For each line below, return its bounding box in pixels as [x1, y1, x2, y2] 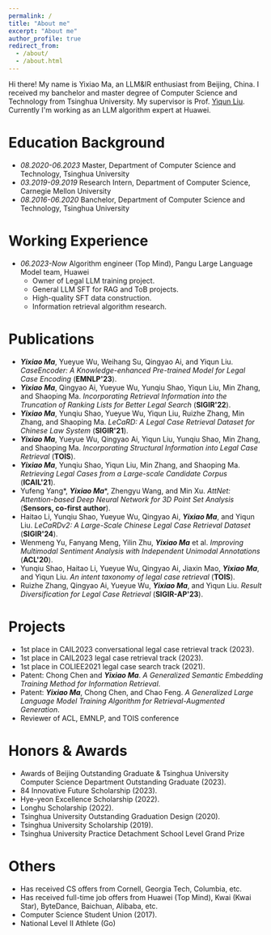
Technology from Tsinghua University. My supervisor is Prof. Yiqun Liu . [8, 96, 245, 106]
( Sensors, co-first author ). [19, 503, 111, 513]
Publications [8, 330, 95, 348]
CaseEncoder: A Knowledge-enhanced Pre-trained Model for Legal [19, 365, 246, 375]
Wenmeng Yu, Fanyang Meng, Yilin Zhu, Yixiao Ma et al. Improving [19, 537, 244, 547]
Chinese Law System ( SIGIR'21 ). [19, 425, 129, 435]
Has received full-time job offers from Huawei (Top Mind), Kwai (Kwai [19, 892, 252, 902]
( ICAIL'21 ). [19, 477, 56, 487]
